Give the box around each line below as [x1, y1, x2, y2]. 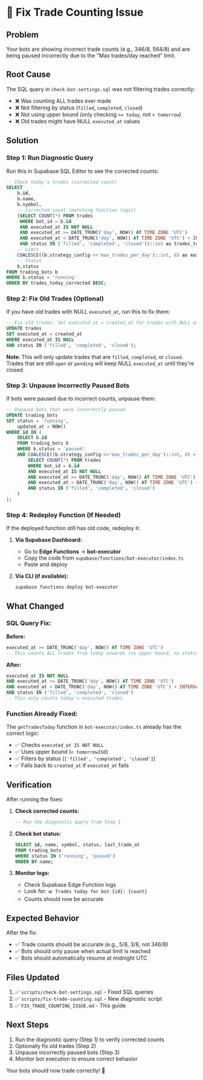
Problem [6, 30, 39, 40]
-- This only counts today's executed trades [6, 695, 123, 702]
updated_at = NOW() [17, 423, 66, 430]
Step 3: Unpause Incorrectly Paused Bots [6, 381, 130, 389]
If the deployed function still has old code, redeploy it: [6, 525, 140, 532]
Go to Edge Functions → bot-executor [24, 548, 121, 555]
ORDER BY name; [14, 858, 54, 865]
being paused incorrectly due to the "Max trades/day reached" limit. [6, 52, 176, 59]
